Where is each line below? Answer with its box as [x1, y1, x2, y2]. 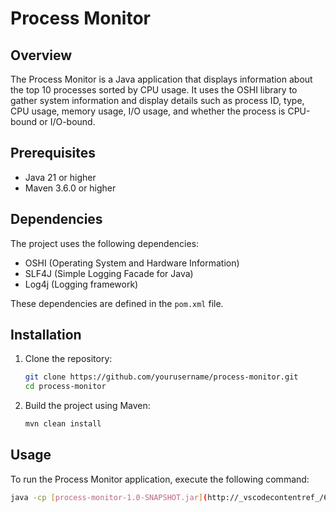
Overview [10, 47, 73, 64]
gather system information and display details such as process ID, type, [10, 95, 305, 106]
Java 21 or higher [24, 171, 97, 183]
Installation [10, 327, 82, 344]
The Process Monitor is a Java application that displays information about [10, 73, 313, 85]
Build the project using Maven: [24, 400, 151, 412]
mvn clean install [24, 419, 102, 429]
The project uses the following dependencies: [10, 237, 200, 249]
